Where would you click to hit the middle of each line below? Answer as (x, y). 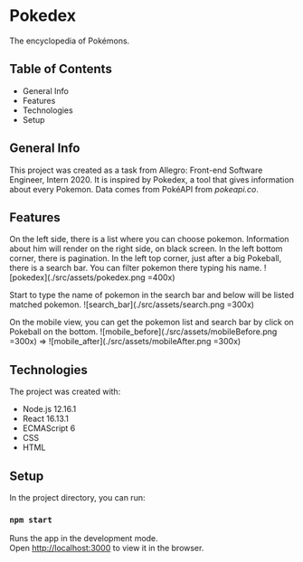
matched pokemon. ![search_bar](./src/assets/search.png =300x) (132, 304)
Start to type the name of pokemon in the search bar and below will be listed (152, 295)
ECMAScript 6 (49, 428)
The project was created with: (65, 392)
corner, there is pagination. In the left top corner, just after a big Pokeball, (146, 258)
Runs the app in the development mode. (84, 539)
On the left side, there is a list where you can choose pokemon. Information (149, 239)
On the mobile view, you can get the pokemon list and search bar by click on (151, 323)
